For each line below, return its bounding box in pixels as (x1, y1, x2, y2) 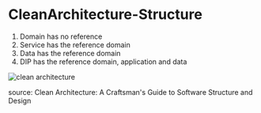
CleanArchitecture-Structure (8, 6, 203, 24)
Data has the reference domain (19, 48, 121, 58)
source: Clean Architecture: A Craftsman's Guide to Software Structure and (8, 87, 253, 96)
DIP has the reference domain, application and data (19, 57, 187, 66)
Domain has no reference (19, 32, 103, 41)
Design (8, 96, 32, 105)
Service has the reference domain (19, 40, 130, 49)
